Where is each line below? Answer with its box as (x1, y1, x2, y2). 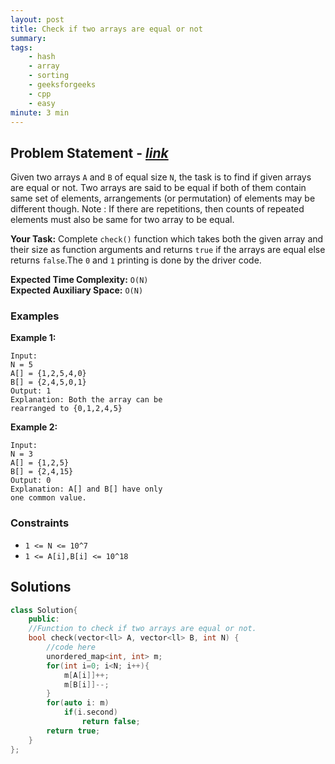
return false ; (81, 717, 141, 727)
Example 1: (10, 332, 57, 344)
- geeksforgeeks (28, 80, 97, 90)
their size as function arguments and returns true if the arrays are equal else (10, 244, 326, 256)
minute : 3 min (10, 107, 70, 118)
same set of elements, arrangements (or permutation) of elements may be (10, 192, 316, 205)
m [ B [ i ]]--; (63, 679, 110, 690)
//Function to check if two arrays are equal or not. (28, 624, 257, 634)
